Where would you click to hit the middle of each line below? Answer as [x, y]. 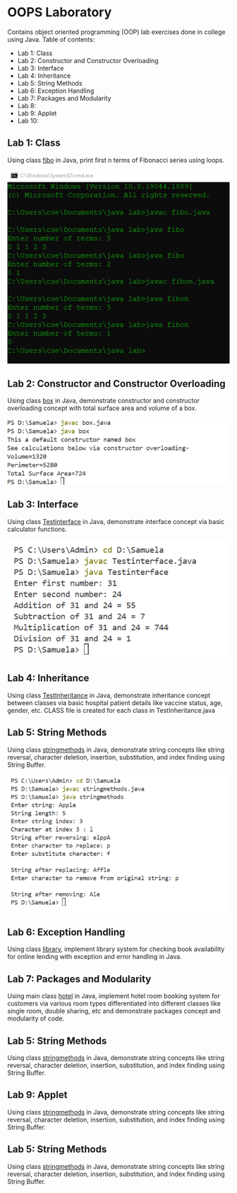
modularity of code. [36, 1018]
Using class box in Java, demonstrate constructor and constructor [103, 400]
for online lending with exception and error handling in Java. [95, 957]
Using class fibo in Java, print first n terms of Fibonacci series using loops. [116, 160]
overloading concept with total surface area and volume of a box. [102, 408]
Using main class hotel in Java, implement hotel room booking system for [114, 996]
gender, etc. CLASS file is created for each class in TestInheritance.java [111, 710]
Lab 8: [27, 105]
